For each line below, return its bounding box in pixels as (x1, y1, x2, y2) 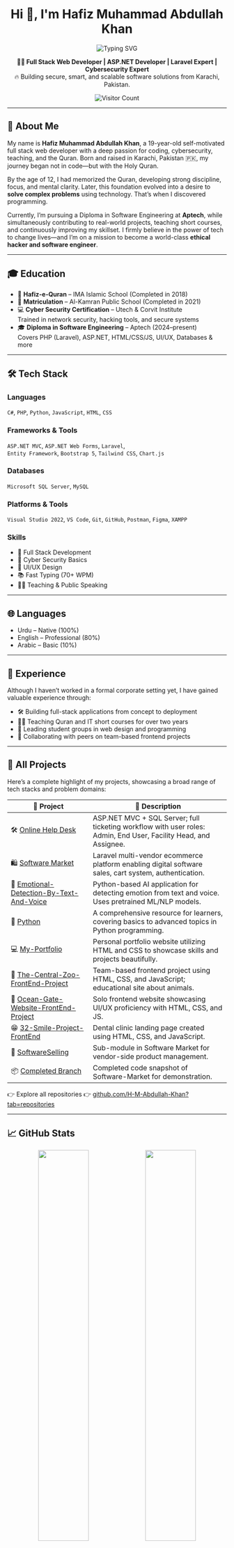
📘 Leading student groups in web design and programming (17, 725, 187, 733)
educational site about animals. (93, 983, 195, 992)
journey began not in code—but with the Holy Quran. (7, 162, 159, 170)
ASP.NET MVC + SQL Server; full (93, 813, 200, 822)
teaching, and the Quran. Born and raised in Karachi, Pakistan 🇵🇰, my (7, 153, 209, 162)
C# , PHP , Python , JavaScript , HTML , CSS (7, 408, 113, 416)
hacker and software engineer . (7, 240, 98, 249)
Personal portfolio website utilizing (93, 937, 206, 946)
